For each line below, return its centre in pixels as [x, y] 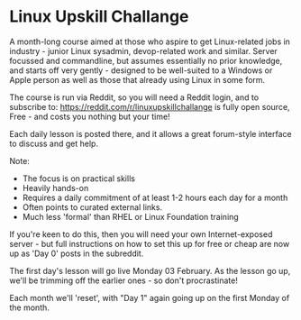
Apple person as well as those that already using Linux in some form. [137, 79]
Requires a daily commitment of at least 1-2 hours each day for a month [155, 197]
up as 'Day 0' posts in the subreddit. [77, 253]
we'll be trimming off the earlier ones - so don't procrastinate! [124, 280]
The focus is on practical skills [78, 178]
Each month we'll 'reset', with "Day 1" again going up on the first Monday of [150, 297]
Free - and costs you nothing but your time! [90, 116]
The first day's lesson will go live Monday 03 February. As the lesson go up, [150, 270]
